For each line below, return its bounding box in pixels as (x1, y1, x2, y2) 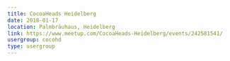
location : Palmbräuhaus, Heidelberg (7, 23, 115, 30)
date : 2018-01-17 (7, 17, 59, 24)
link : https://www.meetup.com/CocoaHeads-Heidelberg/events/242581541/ (7, 29, 223, 37)
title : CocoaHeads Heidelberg (7, 10, 97, 18)
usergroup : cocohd (7, 36, 62, 43)
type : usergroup (7, 43, 55, 50)
